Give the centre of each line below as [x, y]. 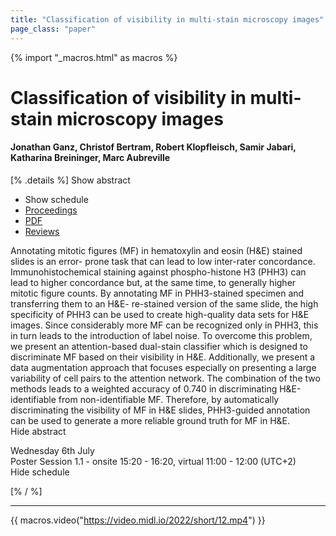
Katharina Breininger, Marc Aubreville [90, 158]
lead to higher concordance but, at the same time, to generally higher [153, 282]
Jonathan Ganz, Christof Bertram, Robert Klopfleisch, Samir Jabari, [153, 147]
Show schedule [56, 199]
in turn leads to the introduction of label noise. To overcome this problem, [161, 335]
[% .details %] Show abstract [70, 180]
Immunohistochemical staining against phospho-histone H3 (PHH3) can [158, 272]
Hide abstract [38, 431]
